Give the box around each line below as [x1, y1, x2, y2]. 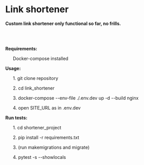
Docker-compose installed [12, 55, 69, 62]
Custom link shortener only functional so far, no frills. [5, 20, 121, 26]
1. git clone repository [12, 75, 59, 81]
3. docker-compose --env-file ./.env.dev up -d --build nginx [12, 95, 139, 101]
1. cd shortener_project [12, 124, 61, 130]
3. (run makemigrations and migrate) [12, 144, 90, 150]
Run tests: [5, 115, 28, 121]
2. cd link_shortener [12, 85, 55, 91]
